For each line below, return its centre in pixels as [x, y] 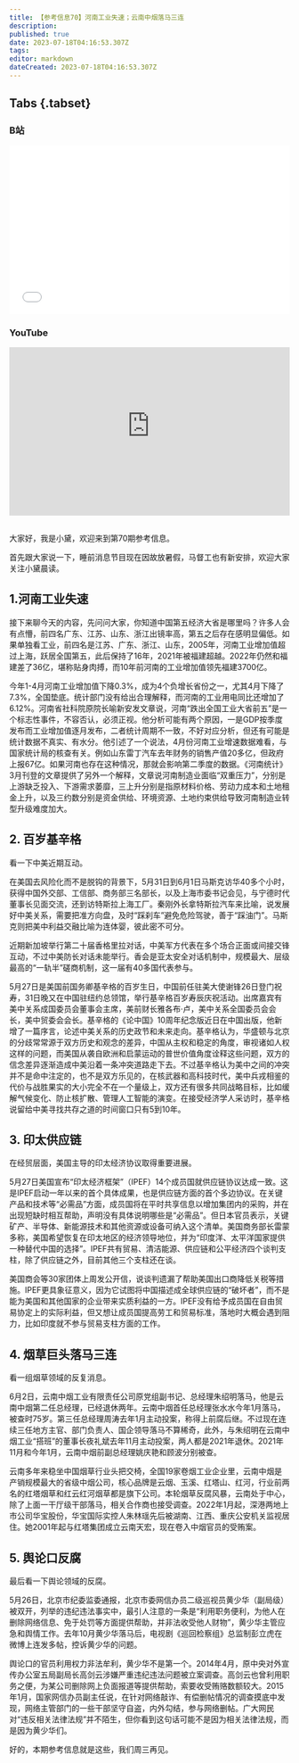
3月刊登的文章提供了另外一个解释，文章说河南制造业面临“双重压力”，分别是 [148, 775]
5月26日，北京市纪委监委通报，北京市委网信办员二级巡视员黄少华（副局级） [149, 1600]
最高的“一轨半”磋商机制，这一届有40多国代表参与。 [104, 967]
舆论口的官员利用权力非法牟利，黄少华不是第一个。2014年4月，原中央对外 [145, 1664]
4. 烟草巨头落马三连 [63, 1354]
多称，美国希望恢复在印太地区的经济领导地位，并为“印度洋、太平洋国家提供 [148, 1237]
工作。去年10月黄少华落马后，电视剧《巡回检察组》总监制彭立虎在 [161, 1634]
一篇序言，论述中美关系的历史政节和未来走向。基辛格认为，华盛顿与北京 [157, 1030]
